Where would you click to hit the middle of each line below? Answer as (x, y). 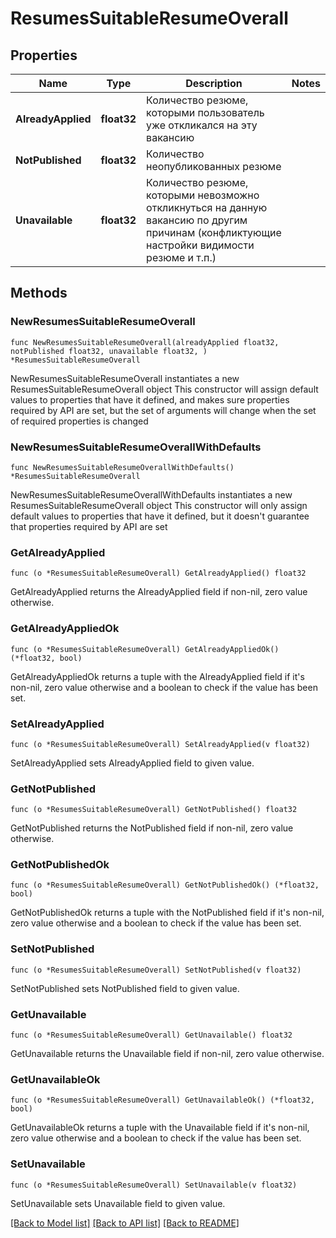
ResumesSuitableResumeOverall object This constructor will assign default (164, 389)
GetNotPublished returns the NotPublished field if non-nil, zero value (152, 828)
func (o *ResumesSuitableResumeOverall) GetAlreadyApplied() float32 (158, 573)
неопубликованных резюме (214, 166)
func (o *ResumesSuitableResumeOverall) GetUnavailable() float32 (151, 1035)
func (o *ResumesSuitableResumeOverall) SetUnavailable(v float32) (154, 1185)
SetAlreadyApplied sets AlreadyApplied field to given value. (132, 763)
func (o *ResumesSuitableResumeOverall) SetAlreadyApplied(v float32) (160, 744)
